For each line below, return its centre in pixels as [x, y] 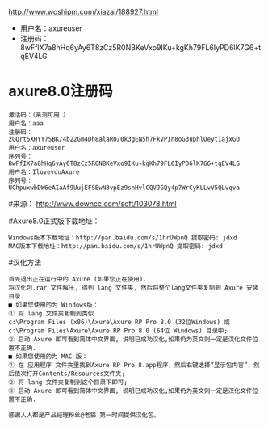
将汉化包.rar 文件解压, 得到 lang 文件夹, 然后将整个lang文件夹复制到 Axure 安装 [134, 287]
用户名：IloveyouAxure [44, 172]
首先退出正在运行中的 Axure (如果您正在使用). [77, 279]
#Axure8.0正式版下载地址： [54, 221]
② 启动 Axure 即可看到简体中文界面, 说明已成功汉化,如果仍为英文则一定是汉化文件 [130, 339]
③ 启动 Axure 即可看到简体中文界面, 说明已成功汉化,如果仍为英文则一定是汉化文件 [130, 391]
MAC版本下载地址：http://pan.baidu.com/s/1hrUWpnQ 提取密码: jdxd [116, 246]
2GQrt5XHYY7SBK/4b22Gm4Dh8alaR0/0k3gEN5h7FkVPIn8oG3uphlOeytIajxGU [124, 139]
